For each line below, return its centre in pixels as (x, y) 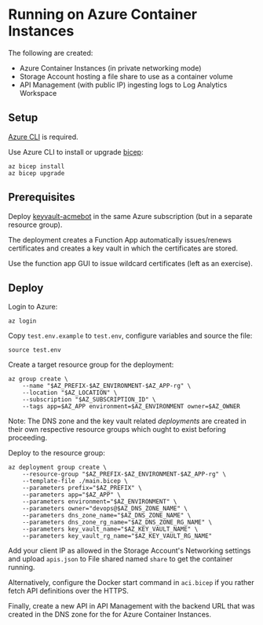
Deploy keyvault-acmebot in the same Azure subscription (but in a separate (130, 216)
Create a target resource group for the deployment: (91, 365)
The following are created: (51, 53)
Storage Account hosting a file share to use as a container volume (126, 76)
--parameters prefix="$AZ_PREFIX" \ (82, 488)
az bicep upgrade (37, 173)
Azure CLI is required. (43, 137)
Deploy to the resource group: (57, 453)
